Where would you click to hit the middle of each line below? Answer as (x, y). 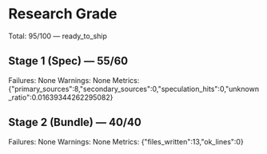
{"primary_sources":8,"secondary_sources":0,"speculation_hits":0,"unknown (134, 89)
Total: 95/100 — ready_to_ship (58, 36)
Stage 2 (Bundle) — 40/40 (75, 122)
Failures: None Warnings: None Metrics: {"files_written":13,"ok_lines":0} (126, 141)
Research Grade (63, 14)
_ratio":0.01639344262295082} (61, 97)
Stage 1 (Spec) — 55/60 (68, 61)
